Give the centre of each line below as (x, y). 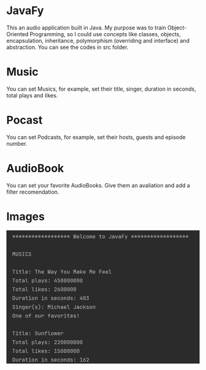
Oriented (17, 34)
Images (25, 217)
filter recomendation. (33, 192)
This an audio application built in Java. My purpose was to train (86, 28)
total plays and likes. (32, 95)
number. (17, 143)
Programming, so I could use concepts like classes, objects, (105, 34)
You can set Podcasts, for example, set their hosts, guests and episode (96, 137)
